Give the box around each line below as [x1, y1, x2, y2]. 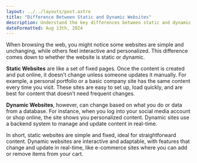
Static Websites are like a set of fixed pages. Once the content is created [6, 65, 185, 72]
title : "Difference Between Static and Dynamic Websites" [6, 14, 152, 20]
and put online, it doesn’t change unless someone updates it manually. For [6, 71, 187, 78]
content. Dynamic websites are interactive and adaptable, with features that [6, 138, 190, 145]
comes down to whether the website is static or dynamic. [6, 54, 146, 61]
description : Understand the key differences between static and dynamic [6, 19, 192, 25]
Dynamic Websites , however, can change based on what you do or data [6, 101, 183, 109]
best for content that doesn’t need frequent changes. [6, 90, 136, 97]
